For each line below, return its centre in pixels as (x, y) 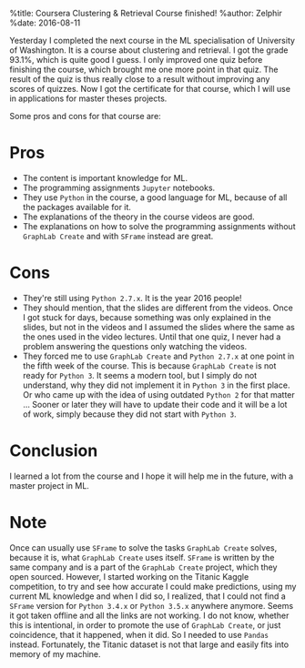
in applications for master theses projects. (88, 98)
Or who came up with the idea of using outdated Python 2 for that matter (159, 394)
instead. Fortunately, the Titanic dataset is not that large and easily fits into (149, 644)
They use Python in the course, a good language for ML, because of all (155, 197)
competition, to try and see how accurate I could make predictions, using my (153, 586)
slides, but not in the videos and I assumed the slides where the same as (159, 327)
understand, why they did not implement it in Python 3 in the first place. (156, 385)
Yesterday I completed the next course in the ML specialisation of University (152, 40)
